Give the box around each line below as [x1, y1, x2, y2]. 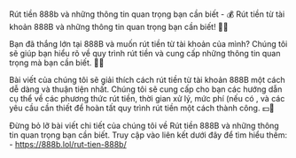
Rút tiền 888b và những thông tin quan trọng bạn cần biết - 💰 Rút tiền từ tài [9, 9, 285, 19]
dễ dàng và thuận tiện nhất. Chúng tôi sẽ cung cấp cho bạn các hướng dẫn [9, 84, 283, 94]
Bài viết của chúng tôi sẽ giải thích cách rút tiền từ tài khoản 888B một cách [9, 75, 285, 85]
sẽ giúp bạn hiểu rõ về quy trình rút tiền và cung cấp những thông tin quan [9, 49, 281, 58]
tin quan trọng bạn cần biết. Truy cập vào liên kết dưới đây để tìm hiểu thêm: [9, 130, 288, 140]
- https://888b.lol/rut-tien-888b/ [9, 139, 127, 149]
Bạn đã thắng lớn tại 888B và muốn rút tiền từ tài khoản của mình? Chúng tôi [9, 39, 288, 49]
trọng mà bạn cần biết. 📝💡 [9, 57, 105, 68]
